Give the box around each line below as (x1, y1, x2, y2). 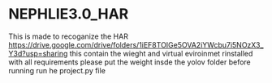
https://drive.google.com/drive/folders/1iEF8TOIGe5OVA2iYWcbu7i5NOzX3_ (8, 39, 264, 49)
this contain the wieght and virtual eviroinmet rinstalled (69, 48, 253, 58)
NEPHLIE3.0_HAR (8, 5, 129, 23)
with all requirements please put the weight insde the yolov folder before (8, 57, 251, 67)
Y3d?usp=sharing (8, 48, 68, 58)
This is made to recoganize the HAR (8, 31, 128, 41)
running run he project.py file (8, 65, 106, 75)
